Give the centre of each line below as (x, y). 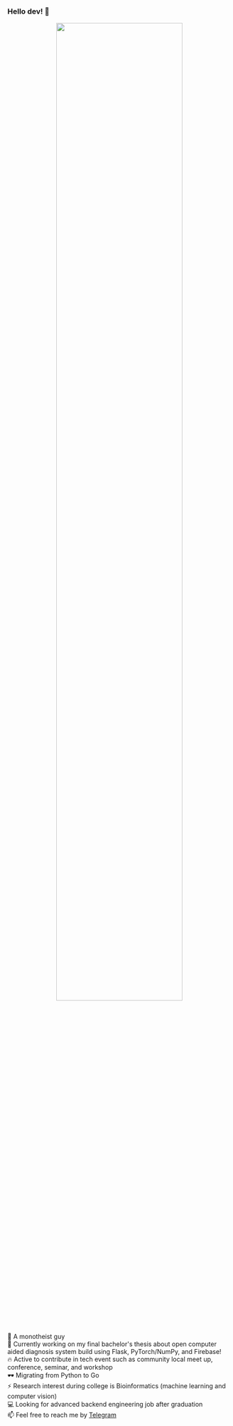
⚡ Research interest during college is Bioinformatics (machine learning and (116, 1386)
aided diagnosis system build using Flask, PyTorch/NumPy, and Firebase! (114, 1352)
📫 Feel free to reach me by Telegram (62, 1415)
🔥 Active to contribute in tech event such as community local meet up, (110, 1359)
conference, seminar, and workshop (60, 1368)
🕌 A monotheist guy (36, 1337)
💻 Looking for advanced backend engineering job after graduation (105, 1405)
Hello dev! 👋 (28, 11)
